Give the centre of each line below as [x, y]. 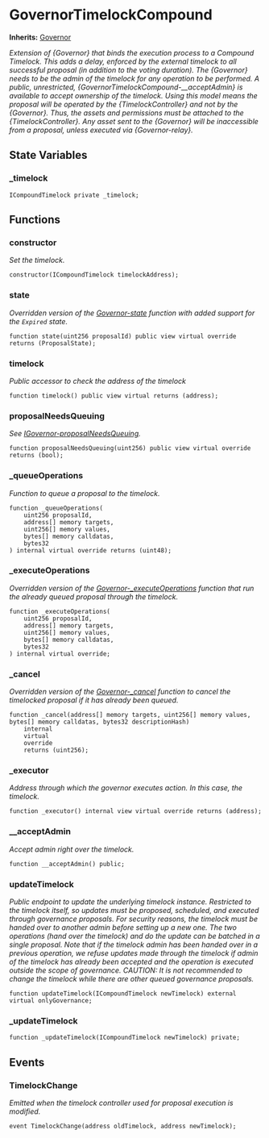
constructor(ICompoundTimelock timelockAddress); [94, 275]
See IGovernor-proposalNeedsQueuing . [75, 434]
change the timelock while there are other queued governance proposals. [132, 978]
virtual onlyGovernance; [51, 1000]
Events [27, 1062]
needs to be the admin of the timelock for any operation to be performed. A [134, 78]
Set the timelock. [37, 261]
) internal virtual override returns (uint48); [91, 550]
